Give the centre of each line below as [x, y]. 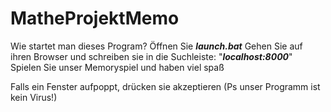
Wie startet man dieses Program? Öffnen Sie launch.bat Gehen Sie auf [156, 46]
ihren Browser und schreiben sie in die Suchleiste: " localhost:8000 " [151, 56]
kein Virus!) [34, 97]
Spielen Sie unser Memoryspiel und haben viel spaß [117, 67]
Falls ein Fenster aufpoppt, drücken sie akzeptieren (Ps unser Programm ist [165, 86]
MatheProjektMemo [95, 18]
